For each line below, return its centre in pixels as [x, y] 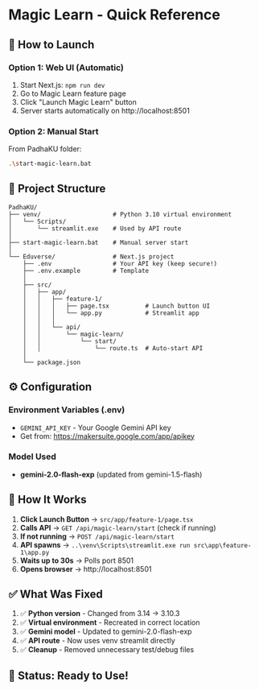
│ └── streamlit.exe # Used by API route [95, 228]
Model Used [32, 457]
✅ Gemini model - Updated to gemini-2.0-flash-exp [106, 632]
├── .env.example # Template [86, 271]
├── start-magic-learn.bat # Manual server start [99, 242]
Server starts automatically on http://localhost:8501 [105, 110]
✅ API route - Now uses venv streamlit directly [97, 641]
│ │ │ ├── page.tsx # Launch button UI [117, 306]
